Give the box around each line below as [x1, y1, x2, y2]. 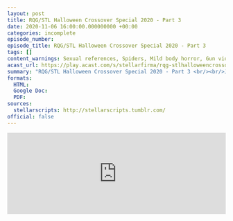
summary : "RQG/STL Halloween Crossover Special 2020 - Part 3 [7, 68, 191, 75]
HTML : [13, 81, 30, 88]
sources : [7, 100, 33, 107]
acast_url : [7, 62, 39, 69]
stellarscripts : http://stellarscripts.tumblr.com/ [13, 107, 166, 114]
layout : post [7, 10, 45, 17]
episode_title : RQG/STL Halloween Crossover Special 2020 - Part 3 [7, 42, 207, 49]
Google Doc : [13, 87, 49, 94]
